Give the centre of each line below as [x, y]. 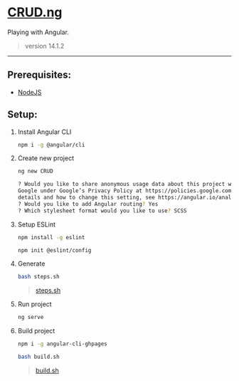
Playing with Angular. [38, 32]
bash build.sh [38, 357]
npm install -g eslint [51, 237]
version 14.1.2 [44, 46]
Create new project [46, 158]
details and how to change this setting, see [86, 198]
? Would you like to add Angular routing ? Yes [88, 204]
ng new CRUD [35, 172]
